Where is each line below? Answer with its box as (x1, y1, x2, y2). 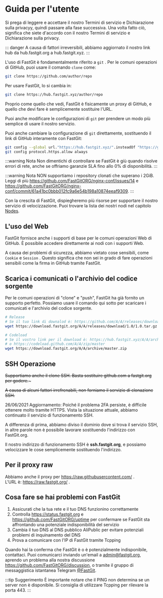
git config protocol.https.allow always (5, 149, 88, 154)
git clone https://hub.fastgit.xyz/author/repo (5, 92, 103, 97)
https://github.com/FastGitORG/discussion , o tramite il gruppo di (5, 562, 134, 568)
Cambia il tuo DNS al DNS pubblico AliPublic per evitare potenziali (12, 527, 144, 533)
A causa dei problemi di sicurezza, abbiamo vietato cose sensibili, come (5, 250, 149, 256)
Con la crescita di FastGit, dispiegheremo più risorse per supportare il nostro (5, 198, 158, 203)
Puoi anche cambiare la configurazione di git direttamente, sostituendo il (5, 130, 151, 136)
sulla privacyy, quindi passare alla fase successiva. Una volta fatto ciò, (5, 24, 146, 30)
